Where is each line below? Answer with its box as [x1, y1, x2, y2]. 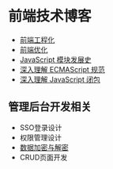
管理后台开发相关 [8, 100, 92, 113]
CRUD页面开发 [19, 152, 68, 162]
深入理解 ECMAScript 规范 [19, 64, 105, 74]
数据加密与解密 [19, 142, 69, 152]
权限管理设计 [19, 133, 62, 142]
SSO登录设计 [19, 122, 62, 132]
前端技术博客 [8, 7, 92, 25]
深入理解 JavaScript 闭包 [19, 75, 100, 84]
